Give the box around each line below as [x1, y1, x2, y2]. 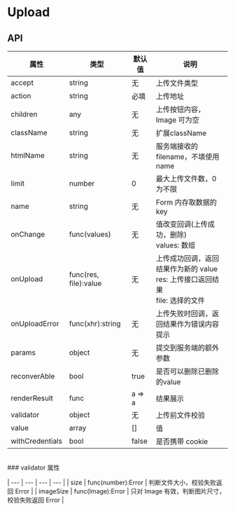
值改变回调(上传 [156, 219, 208, 229]
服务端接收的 [156, 142, 199, 151]
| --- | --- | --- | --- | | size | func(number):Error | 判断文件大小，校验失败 [7, 478, 217, 486]
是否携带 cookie [156, 437, 208, 446]
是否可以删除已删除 [156, 367, 220, 376]
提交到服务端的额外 [156, 343, 220, 353]
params [10, 348, 36, 357]
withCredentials [10, 436, 63, 446]
